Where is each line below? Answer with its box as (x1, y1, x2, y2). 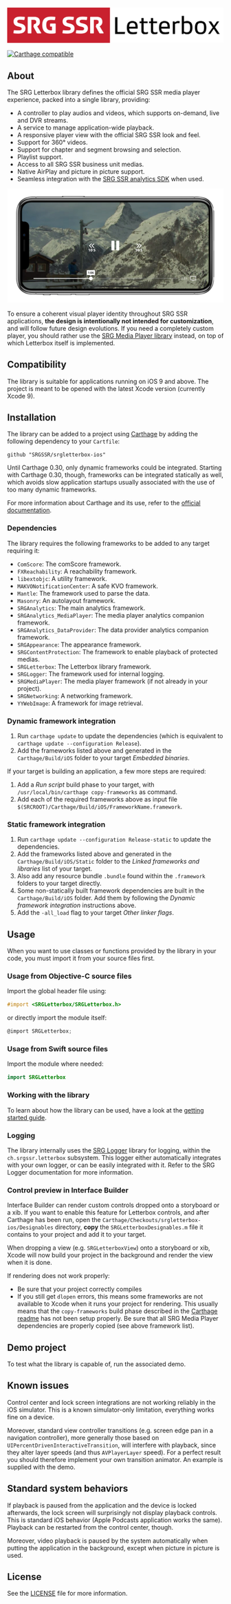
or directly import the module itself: (7, 1014, 107, 1022)
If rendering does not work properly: (7, 1272, 110, 1280)
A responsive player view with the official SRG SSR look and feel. (16, 131, 201, 139)
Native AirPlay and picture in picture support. (16, 167, 145, 176)
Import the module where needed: (7, 1059, 104, 1068)
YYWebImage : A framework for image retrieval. (16, 699, 144, 707)
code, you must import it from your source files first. (7, 954, 155, 962)
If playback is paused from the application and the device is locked (7, 1501, 197, 1510)
